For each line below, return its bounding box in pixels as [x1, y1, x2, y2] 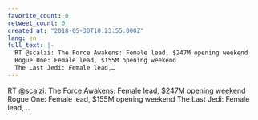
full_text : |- [7, 42, 55, 50]
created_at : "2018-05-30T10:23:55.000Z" [7, 26, 145, 34]
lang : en [7, 34, 37, 42]
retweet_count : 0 [7, 19, 66, 27]
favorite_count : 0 [7, 11, 69, 20]
